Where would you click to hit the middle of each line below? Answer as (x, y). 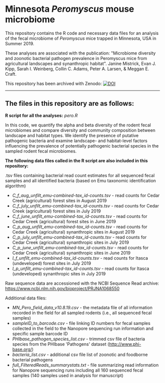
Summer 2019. (20, 43)
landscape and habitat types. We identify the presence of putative (72, 135)
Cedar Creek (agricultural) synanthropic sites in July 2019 (70, 242)
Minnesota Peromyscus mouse (70, 9)
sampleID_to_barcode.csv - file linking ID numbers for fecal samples (81, 323)
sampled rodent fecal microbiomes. (41, 151)
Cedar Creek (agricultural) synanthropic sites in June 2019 (71, 253)
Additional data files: (26, 298)
